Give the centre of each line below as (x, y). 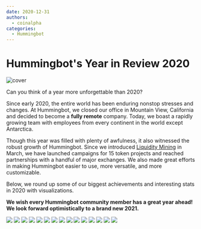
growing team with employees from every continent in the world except (95, 123)
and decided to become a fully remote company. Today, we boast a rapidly (100, 116)
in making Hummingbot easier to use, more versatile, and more (84, 166)
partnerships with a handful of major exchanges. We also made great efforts (101, 160)
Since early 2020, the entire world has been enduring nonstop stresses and (100, 104)
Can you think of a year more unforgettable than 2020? (75, 92)
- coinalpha (27, 23)
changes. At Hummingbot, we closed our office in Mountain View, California (100, 110)
